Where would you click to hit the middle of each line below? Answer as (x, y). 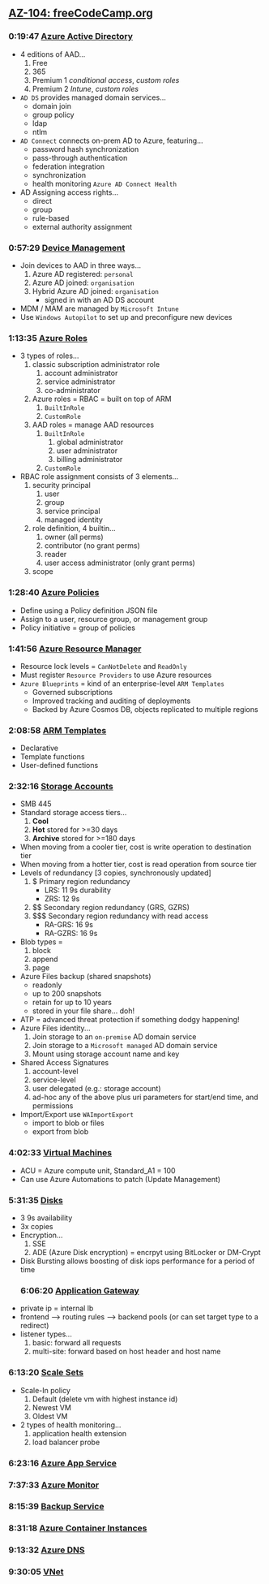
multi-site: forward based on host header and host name (126, 1352)
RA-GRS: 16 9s (68, 925)
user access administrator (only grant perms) (120, 563)
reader (56, 555)
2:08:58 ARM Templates (58, 730)
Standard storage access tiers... (73, 813)
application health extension (79, 1433)
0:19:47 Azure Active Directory (71, 37)
